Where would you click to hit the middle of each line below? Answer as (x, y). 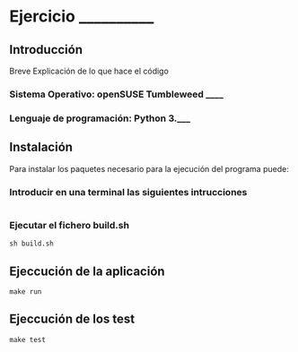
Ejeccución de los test (72, 319)
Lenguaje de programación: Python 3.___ (100, 118)
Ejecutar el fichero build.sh (70, 225)
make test (28, 339)
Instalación (41, 147)
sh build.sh (31, 244)
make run (26, 292)
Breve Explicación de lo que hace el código (89, 71)
